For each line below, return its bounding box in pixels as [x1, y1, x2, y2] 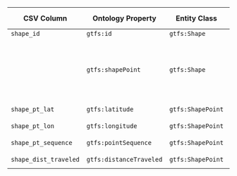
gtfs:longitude [86, 122, 138, 130]
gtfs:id [86, 30, 112, 37]
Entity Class [176, 13, 217, 23]
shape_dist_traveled [11, 156, 80, 163]
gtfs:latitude [86, 106, 134, 113]
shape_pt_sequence [11, 139, 73, 146]
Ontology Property [92, 13, 157, 23]
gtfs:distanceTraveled [86, 156, 163, 163]
